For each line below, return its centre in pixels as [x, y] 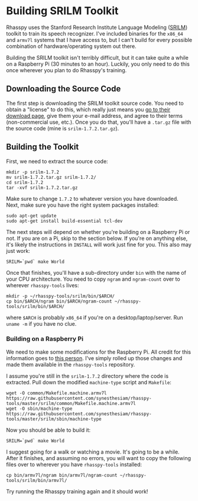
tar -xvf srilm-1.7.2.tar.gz [42, 188]
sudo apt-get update [32, 216]
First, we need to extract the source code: [57, 161]
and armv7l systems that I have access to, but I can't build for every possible [99, 40]
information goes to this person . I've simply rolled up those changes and [94, 358]
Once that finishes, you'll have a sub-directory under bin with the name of [96, 272]
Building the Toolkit [43, 147]
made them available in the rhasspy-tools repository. [71, 364]
